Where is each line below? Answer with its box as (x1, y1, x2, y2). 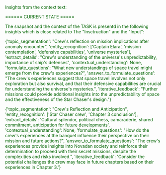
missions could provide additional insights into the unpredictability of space (5, 91, 160, 97)
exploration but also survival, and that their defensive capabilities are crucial (5, 81, 162, 87)
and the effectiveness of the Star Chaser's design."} (5, 96, 112, 102)
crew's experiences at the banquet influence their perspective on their (5, 133, 150, 138)
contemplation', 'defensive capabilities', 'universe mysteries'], (5, 49, 132, 55)
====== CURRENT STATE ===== (5, 14, 75, 19)
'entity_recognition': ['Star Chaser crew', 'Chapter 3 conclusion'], (5, 111, 138, 117)
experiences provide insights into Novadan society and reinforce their (5, 143, 148, 149)
